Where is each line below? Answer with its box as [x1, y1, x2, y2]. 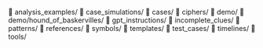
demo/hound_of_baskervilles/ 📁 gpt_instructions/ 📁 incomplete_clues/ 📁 [8, 15, 241, 25]
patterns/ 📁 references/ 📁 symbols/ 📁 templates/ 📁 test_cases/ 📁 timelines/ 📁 [8, 24, 256, 33]
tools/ [8, 32, 27, 41]
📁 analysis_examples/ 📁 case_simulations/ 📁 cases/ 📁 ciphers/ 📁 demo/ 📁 [8, 8, 245, 16]
